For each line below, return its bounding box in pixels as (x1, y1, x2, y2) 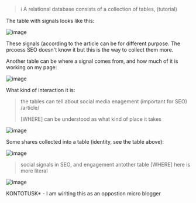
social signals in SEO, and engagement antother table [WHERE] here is (20, 161, 191, 168)
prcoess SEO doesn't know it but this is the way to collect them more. (6, 46, 174, 53)
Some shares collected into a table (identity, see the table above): (6, 138, 164, 146)
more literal (20, 167, 48, 174)
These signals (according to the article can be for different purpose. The (6, 40, 180, 47)
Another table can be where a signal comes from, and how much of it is (6, 57, 178, 65)
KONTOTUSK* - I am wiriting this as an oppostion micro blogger (6, 190, 161, 197)
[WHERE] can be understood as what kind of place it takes (20, 116, 162, 123)
